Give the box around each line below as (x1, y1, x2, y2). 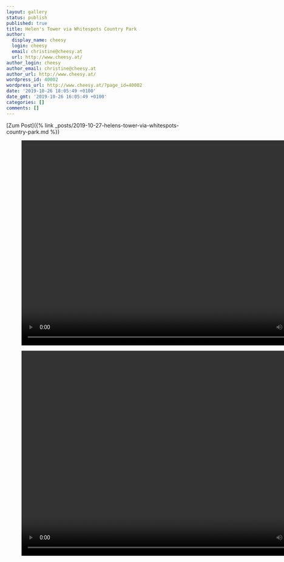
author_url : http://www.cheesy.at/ (6, 71, 96, 77)
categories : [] (6, 99, 45, 105)
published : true (6, 20, 47, 26)
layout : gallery (6, 9, 47, 15)
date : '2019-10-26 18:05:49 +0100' (6, 88, 96, 94)
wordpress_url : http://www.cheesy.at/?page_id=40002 (6, 83, 143, 89)
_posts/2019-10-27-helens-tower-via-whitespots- (55, 122, 179, 129)
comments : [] (6, 105, 39, 111)
